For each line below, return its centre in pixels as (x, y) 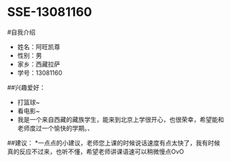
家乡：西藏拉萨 (38, 64)
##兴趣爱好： (26, 87)
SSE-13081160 (50, 12)
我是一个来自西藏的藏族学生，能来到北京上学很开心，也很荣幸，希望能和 (120, 119)
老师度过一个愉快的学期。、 (55, 128)
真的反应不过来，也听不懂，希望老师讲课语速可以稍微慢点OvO (96, 151)
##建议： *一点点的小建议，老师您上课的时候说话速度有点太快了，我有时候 (114, 143)
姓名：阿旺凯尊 (38, 46)
